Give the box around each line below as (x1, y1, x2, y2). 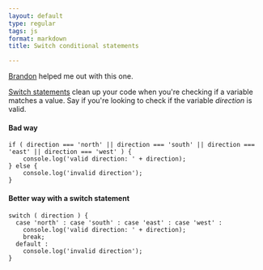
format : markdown (8, 34, 67, 43)
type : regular (8, 19, 57, 28)
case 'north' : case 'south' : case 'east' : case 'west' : (15, 218, 223, 227)
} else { (8, 162, 38, 170)
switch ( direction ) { (8, 212, 89, 220)
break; (23, 233, 45, 241)
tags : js (8, 27, 38, 35)
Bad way (8, 122, 38, 132)
